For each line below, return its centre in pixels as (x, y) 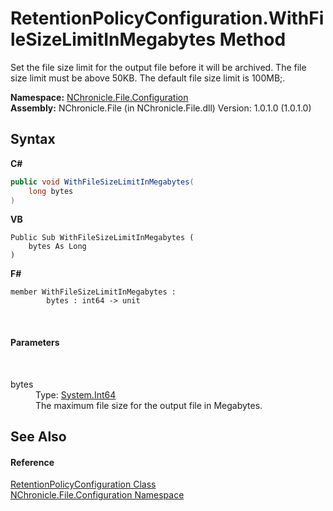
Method (253, 39)
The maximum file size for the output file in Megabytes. (149, 405)
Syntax (33, 139)
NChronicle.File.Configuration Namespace (97, 495)
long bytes (51, 191)
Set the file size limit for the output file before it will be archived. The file (158, 67)
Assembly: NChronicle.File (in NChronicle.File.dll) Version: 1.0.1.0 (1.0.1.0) (161, 108)
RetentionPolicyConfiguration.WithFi (167, 18)
